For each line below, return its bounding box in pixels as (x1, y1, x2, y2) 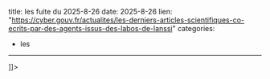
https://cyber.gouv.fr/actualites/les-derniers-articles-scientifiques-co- (11, 15, 245, 25)
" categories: (172, 24, 215, 33)
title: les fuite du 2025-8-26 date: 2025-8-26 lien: (8, 7, 173, 16)
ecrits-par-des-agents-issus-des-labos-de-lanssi (8, 24, 173, 33)
